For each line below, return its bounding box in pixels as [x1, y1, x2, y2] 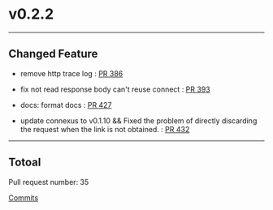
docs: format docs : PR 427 [19, 100, 112, 109]
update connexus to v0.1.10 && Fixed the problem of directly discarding [19, 115, 258, 126]
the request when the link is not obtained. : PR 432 [19, 124, 190, 134]
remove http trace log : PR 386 [19, 68, 123, 78]
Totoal [8, 156, 41, 169]
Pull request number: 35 [8, 177, 89, 186]
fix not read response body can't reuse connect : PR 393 [19, 84, 210, 94]
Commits [8, 192, 39, 203]
